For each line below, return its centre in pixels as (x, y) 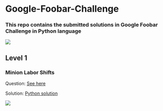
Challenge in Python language (43, 31)
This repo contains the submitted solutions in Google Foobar (81, 25)
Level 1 (16, 58)
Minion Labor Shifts (30, 72)
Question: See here (25, 84)
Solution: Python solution (32, 93)
